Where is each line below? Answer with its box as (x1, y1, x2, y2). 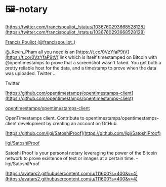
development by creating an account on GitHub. (17, 120, 118, 126)
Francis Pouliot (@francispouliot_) (5, 39, 76, 45)
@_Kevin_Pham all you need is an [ (5, 49, 78, 55)
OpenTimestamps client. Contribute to (5, 115, 85, 121)
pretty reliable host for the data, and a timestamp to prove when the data (5, 65, 157, 71)
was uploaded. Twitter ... (5, 70, 57, 76)
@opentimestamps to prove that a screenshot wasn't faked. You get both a (5, 59, 161, 65)
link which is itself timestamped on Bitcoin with (60, 54, 157, 60)
